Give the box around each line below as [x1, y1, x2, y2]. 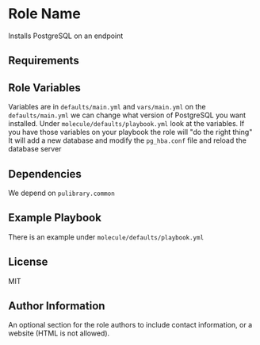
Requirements [8, 54, 79, 67]
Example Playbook [8, 211, 101, 224]
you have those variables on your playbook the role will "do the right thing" [8, 128, 253, 137]
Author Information [8, 299, 105, 312]
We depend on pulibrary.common [8, 188, 115, 197]
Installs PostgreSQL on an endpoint [8, 31, 124, 40]
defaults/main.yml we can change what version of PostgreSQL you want [8, 110, 247, 120]
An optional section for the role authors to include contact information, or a [8, 320, 253, 330]
